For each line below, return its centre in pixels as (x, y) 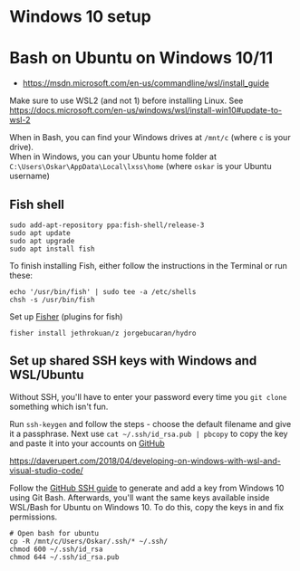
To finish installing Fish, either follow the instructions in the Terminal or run (148, 265)
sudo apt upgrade (42, 241)
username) (29, 176)
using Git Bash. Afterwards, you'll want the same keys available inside (140, 497)
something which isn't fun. (59, 406)
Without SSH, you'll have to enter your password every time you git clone (148, 396)
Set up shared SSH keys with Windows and (133, 361)
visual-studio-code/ (46, 470)
